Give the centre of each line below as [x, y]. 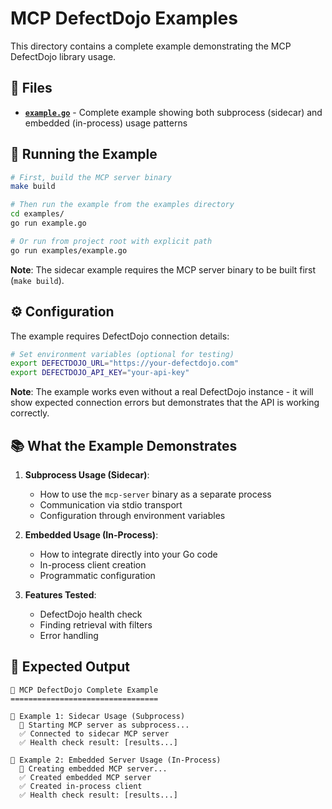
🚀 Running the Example [84, 154]
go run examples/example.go [69, 250]
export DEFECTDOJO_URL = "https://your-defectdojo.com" [125, 363]
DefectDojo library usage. [63, 56]
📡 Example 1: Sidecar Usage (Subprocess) [98, 716]
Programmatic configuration [97, 575]
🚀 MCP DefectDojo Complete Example [84, 690]
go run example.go [48, 223]
